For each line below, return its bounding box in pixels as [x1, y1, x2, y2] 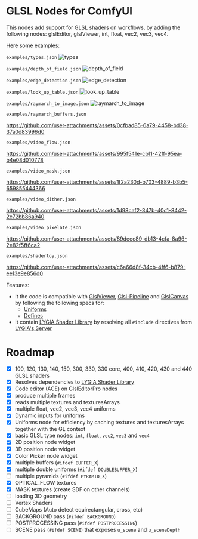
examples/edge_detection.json [6, 78, 82, 84]
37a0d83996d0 [6, 128, 45, 135]
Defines [23, 312, 44, 319]
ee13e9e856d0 [6, 270, 44, 277]
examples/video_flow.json [6, 139, 70, 146]
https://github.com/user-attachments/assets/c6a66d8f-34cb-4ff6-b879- [6, 263, 186, 270]
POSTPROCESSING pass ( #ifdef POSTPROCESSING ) [14, 519, 138, 526]
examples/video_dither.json [6, 196, 76, 202]
